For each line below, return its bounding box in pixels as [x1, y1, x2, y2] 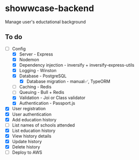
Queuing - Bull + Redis [19, 89, 64, 95]
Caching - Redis [19, 84, 52, 90]
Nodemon [19, 57, 40, 62]
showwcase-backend [5, 3, 94, 14]
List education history [12, 128, 56, 133]
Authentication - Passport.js [19, 100, 76, 106]
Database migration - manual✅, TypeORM [26, 78, 110, 85]
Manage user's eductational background [5, 19, 86, 25]
